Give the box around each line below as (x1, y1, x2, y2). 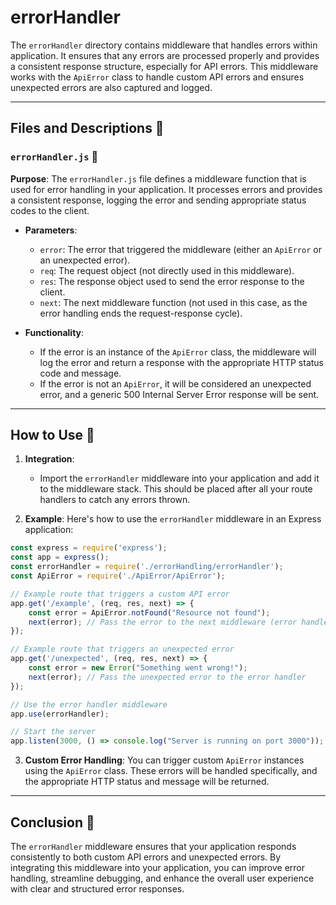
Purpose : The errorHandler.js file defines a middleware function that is (10, 172, 307, 185)
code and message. (39, 367, 122, 379)
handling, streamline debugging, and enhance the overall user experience (10, 872, 315, 884)
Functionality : (24, 326, 85, 338)
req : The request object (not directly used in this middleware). (39, 264, 295, 276)
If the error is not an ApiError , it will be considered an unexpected (39, 377, 312, 390)
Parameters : (24, 224, 78, 236)
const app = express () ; (10, 552, 110, 563)
